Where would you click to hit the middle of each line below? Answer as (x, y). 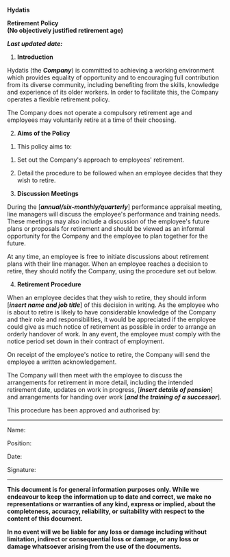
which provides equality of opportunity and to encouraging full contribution (113, 77)
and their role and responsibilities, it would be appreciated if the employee (112, 319)
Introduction (35, 57)
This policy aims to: (44, 146)
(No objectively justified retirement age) (65, 30)
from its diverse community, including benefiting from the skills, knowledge (113, 85)
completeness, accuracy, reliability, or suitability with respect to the (106, 511)
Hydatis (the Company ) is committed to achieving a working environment (111, 70)
